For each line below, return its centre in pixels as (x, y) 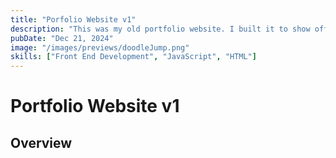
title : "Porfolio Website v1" (73, 19)
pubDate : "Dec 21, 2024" (62, 38)
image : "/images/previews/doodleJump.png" (100, 47)
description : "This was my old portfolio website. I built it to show (160, 29)
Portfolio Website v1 (95, 106)
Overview (41, 142)
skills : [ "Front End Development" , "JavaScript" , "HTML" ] (133, 57)
